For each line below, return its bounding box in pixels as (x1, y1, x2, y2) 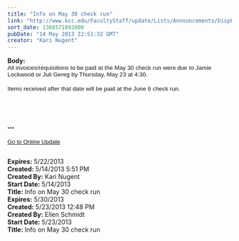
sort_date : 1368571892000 (7, 24, 84, 31)
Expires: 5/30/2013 (7, 195, 64, 204)
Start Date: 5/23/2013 (7, 218, 73, 227)
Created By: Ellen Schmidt (7, 210, 85, 219)
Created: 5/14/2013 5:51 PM (7, 165, 90, 173)
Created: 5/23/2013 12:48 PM (7, 202, 95, 211)
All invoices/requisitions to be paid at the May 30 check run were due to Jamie (7, 64, 212, 72)
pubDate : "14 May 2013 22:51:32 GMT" (7, 30, 119, 38)
